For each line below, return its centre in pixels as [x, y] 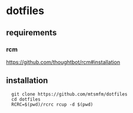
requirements [31, 33]
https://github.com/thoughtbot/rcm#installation [63, 62]
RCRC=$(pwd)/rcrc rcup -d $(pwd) [52, 104]
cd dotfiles [26, 99]
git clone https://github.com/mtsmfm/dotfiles [69, 94]
